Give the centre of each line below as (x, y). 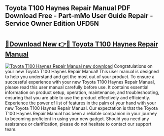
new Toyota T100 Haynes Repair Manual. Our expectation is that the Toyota (82, 108)
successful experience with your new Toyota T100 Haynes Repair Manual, (80, 82)
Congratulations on (133, 66)
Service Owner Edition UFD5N (52, 23)
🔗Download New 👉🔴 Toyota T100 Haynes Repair (82, 44)
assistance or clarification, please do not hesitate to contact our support (78, 124)
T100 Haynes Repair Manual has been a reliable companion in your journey (81, 113)
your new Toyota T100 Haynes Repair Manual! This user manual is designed (82, 71)
